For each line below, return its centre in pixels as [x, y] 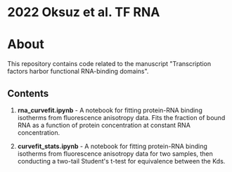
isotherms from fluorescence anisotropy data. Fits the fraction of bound [121, 117]
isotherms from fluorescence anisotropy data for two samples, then [115, 153]
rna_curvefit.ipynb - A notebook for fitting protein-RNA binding [110, 110]
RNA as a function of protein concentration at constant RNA [104, 125]
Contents [28, 93]
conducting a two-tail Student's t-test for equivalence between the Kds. [121, 161]
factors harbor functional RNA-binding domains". [78, 72]
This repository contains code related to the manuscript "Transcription [109, 64]
